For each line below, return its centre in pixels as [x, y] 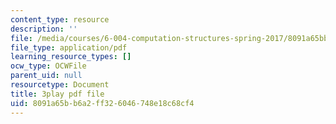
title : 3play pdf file [57, 94]
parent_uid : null [46, 76]
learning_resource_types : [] [71, 57]
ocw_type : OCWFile [48, 66]
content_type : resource [60, 19]
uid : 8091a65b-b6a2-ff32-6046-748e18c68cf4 [102, 103]
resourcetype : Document [60, 85]
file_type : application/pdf [69, 47]
